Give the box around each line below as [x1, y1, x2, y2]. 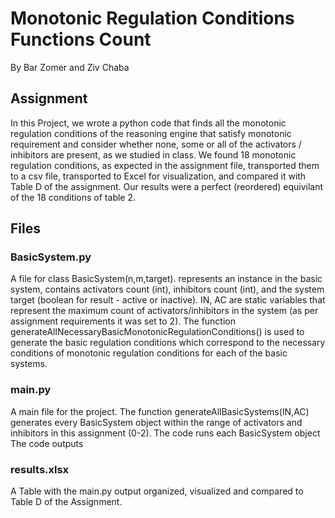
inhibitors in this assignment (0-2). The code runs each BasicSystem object [10, 427, 321, 439]
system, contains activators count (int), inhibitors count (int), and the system [10, 283, 325, 296]
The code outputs [10, 437, 84, 449]
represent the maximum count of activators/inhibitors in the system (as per [10, 305, 319, 317]
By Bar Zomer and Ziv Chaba [10, 61, 130, 73]
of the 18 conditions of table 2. [10, 191, 137, 203]
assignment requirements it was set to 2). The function [10, 315, 237, 327]
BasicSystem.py [10, 250, 92, 264]
